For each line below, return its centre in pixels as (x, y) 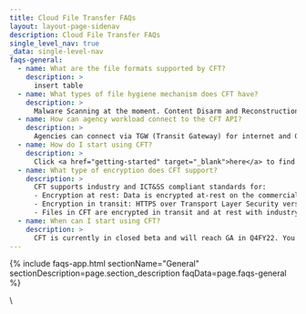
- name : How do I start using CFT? (85, 145)
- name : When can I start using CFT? (89, 221)
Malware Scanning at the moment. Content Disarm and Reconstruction (166, 111)
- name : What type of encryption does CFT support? (118, 170)
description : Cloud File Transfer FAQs (85, 35)
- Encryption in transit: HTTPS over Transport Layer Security (156, 204)
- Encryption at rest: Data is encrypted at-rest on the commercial (166, 196)
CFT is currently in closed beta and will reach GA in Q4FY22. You (164, 238)
